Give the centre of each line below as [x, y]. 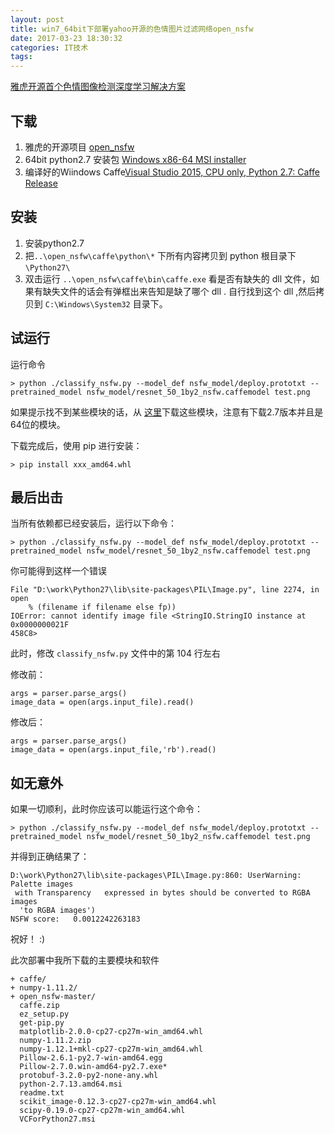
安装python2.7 [54, 243]
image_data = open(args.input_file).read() [102, 702]
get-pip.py [42, 1023]
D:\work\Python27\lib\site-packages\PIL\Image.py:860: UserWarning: [156, 876]
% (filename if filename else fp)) [102, 607]
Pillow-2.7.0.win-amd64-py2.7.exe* [93, 1067]
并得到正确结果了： [50, 857]
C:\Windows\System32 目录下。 [106, 303]
